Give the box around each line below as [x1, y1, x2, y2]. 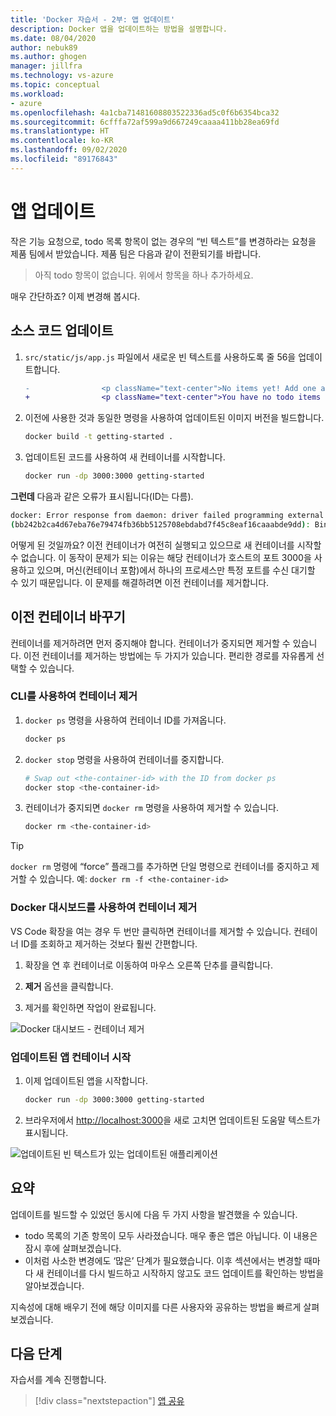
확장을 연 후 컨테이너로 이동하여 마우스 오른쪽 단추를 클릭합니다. [24, 959, 273, 971]
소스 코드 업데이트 [10, 322, 114, 340]
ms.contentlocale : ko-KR [10, 136, 114, 146]
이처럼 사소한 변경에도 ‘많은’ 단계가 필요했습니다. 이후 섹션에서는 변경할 [24, 1254, 302, 1266]
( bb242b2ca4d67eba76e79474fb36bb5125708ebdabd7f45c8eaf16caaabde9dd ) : [10, 519, 311, 530]
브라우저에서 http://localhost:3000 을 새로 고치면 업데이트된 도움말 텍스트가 [24, 1114, 321, 1126]
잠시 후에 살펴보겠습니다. [24, 1242, 122, 1254]
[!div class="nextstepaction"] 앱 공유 [34, 1395, 185, 1407]
